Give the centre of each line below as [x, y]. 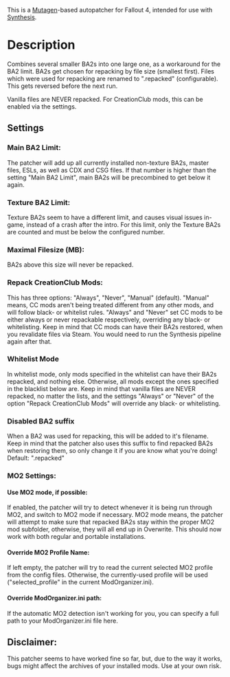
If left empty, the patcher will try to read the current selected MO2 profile [110, 568]
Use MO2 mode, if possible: [47, 492]
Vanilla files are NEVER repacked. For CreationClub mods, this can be [105, 99]
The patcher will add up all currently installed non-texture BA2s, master [108, 163]
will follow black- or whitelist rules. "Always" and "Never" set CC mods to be [115, 312]
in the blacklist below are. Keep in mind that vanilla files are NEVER [101, 388]
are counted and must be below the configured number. [86, 232]
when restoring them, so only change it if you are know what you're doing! [112, 451]
